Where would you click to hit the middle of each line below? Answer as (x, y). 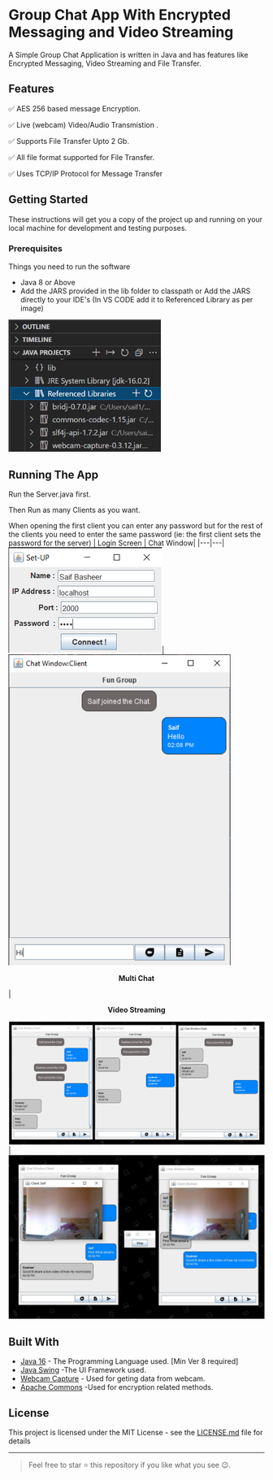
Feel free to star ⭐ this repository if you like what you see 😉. (130, 1465)
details (19, 1441)
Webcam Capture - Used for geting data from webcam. (113, 1378)
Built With (34, 1341)
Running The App (54, 474)
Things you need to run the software (69, 267)
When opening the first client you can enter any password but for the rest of (136, 526)
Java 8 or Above (48, 282)
